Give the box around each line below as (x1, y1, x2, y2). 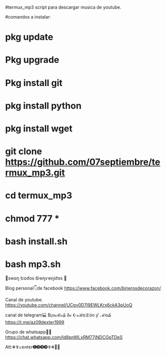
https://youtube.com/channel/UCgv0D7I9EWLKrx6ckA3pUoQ (5, 302, 132, 308)
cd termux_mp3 (5, 190, 72, 201)
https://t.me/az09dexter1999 (5, 319, 64, 325)
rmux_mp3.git (5, 167, 65, 178)
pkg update (5, 31, 53, 43)
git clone (5, 146, 42, 157)
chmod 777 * (5, 212, 60, 224)
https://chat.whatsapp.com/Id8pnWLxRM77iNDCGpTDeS (5, 334, 123, 340)
